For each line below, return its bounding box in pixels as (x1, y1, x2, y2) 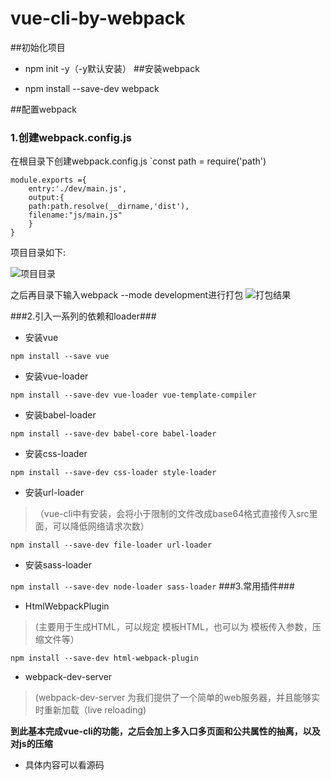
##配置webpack (10, 103, 77, 115)
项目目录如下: (10, 247, 67, 259)
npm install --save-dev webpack (24, 82, 160, 94)
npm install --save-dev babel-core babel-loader (10, 429, 217, 439)
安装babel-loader (24, 409, 97, 421)
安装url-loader (24, 487, 85, 499)
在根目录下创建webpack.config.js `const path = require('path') (10, 155, 267, 167)
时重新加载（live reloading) (34, 704, 147, 716)
